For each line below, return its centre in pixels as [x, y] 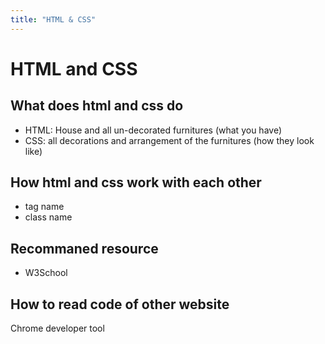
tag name [44, 207]
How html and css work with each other [136, 182]
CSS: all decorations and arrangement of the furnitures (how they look [169, 140]
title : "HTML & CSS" [53, 19]
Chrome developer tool [57, 328]
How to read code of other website [120, 304]
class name [48, 217]
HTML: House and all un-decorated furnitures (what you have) [153, 130]
